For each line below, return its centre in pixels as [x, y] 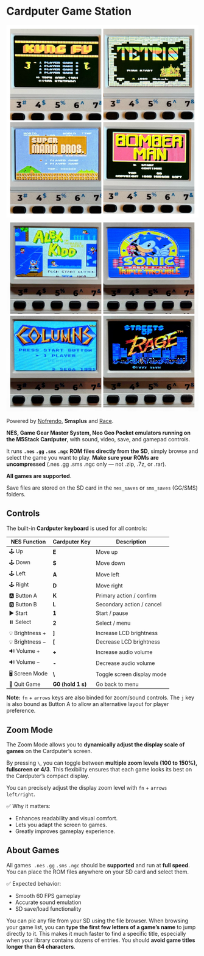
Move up [107, 552]
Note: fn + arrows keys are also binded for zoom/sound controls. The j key [100, 697]
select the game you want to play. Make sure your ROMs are [83, 457]
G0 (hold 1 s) [70, 684]
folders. [16, 494]
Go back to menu [117, 684]
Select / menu [113, 623]
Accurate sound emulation [48, 902]
